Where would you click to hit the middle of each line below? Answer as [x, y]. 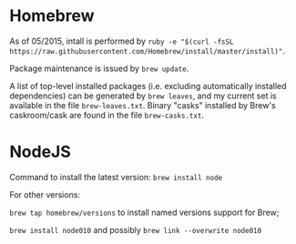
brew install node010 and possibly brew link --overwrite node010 [136, 229]
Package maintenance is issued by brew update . [99, 68]
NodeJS [40, 152]
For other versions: [45, 194]
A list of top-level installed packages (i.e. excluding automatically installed [148, 86]
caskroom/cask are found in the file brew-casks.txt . [107, 115]
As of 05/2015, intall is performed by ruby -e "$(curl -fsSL [122, 41]
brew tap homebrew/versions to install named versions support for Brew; [144, 212]
